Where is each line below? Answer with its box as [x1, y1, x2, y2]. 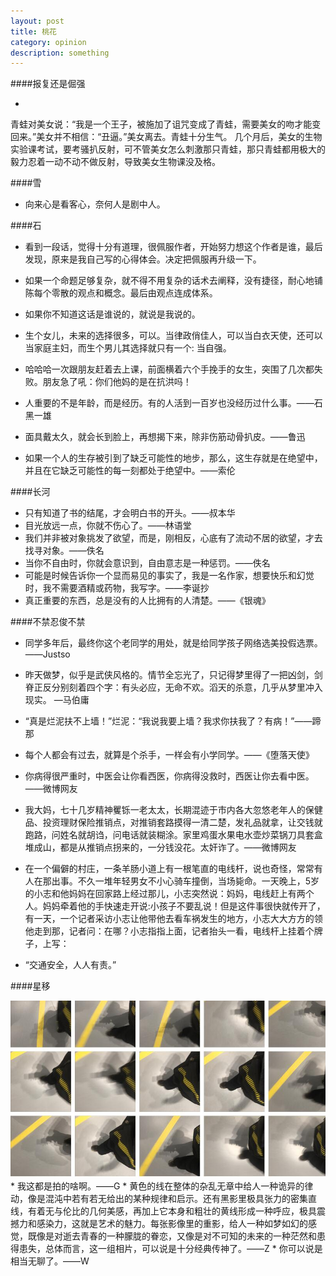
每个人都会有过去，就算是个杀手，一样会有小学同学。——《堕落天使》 [24, 749, 315, 761]
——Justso [24, 648, 71, 660]
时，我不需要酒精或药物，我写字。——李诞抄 [24, 582, 210, 594]
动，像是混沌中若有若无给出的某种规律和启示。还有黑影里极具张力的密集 [10, 1193, 308, 1204]
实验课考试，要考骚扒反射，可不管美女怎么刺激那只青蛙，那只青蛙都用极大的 [10, 143, 326, 155]
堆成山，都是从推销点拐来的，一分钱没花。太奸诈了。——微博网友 [24, 841, 297, 854]
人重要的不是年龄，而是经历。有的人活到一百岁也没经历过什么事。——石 [24, 397, 323, 409]
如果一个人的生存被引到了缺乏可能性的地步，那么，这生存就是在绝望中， [24, 452, 323, 464]
